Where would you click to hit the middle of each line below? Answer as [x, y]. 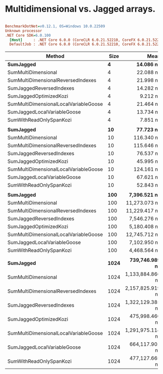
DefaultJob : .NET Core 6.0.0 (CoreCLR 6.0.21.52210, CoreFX [73, 44]
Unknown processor [24, 31]
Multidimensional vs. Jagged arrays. [80, 9]
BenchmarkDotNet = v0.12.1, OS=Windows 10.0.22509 [55, 26]
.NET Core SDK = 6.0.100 [28, 35]
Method [55, 56]
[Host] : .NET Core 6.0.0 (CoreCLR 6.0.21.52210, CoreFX [73, 40]
